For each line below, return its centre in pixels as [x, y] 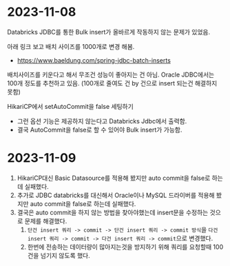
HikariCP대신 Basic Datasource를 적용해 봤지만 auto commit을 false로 [114, 178]
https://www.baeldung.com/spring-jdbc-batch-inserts [94, 60]
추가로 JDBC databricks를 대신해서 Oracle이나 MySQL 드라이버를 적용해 [116, 195]
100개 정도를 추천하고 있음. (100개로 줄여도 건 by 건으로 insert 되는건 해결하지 [112, 83]
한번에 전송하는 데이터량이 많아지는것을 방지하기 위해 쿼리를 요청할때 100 [125, 247]
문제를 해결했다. [46, 221]
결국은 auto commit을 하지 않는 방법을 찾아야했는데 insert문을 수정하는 [113, 212]
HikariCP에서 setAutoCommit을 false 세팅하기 [71, 106]
